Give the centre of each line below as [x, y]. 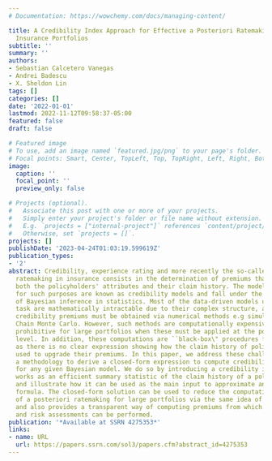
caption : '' [36, 174]
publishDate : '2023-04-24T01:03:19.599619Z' [85, 248]
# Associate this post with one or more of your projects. [114, 211]
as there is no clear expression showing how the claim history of [132, 347]
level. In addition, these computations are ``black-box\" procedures [137, 339]
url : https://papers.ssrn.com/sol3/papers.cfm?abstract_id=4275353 [132, 445]
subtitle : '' [30, 45]
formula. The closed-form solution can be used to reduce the [123, 392]
